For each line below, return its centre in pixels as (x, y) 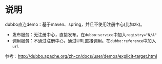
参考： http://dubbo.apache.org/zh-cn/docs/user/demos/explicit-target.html (81, 56)
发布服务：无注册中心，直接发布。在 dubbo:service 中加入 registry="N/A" (84, 34)
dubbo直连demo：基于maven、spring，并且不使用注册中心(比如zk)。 (75, 24)
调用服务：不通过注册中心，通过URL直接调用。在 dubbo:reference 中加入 (84, 40)
